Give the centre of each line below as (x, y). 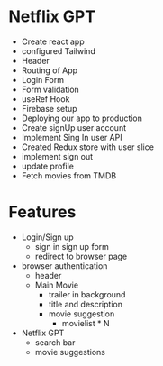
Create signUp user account (74, 127)
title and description (86, 304)
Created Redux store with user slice (88, 147)
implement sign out (57, 156)
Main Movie (56, 285)
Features (42, 212)
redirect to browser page (81, 256)
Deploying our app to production (82, 118)
